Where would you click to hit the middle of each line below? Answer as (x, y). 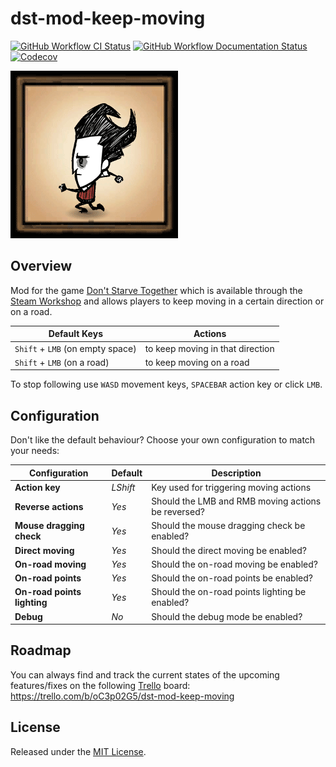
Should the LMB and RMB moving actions (236, 501)
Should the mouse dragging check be (228, 526)
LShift (123, 487)
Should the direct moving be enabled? (229, 550)
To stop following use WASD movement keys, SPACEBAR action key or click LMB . (166, 384)
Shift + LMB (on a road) (62, 362)
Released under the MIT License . (78, 751)
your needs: (35, 451)
